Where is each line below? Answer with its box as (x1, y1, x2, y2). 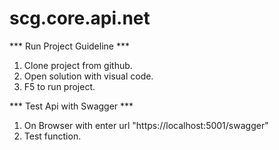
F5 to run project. (23, 80, 96, 92)
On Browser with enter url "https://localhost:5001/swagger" (23, 119, 269, 131)
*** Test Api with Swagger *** (9, 100, 134, 112)
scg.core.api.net (9, 7, 151, 30)
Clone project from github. (23, 59, 133, 71)
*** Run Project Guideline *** (9, 40, 130, 52)
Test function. (23, 130, 82, 142)
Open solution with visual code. (23, 70, 154, 82)
